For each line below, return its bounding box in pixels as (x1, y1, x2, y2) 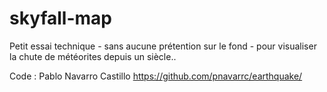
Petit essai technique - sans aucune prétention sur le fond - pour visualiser (9, 40, 317, 52)
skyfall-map (9, 7, 112, 30)
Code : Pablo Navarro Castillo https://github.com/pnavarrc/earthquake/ (9, 70, 303, 82)
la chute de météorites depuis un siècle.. (9, 50, 177, 62)
